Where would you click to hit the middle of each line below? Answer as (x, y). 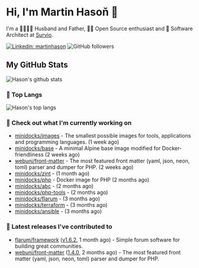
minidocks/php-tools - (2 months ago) (61, 193)
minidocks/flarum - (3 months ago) (57, 199)
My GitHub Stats (37, 65)
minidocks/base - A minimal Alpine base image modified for (88, 148)
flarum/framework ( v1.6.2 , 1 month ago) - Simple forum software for (97, 240)
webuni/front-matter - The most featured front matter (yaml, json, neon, (102, 161)
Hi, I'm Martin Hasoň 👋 (62, 12)
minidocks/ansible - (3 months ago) (58, 211)
